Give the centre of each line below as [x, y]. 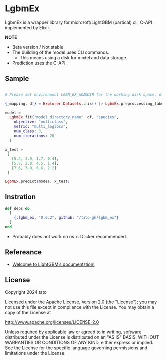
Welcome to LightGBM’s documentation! [53, 264]
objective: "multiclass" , [41, 122]
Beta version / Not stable [38, 47]
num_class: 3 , [29, 131]
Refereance [24, 252]
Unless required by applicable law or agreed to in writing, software [73, 332]
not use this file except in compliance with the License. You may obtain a [80, 307]
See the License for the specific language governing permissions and [76, 348]
